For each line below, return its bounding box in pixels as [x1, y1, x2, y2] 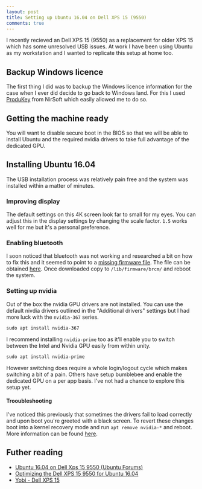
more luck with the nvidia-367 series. [6, 313, 99, 321]
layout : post [6, 8, 39, 15]
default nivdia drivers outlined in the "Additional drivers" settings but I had [6, 307, 190, 314]
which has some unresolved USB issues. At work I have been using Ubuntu [6, 43, 193, 50]
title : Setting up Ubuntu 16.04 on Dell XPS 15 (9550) [6, 14, 147, 21]
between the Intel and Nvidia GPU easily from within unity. [6, 342, 151, 349]
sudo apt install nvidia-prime [6, 354, 85, 360]
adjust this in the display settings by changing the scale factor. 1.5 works [6, 217, 188, 225]
